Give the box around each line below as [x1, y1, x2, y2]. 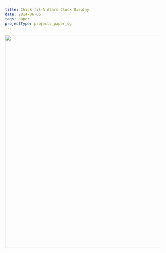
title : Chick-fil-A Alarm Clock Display [5, 7, 90, 12]
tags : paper [5, 16, 30, 21]
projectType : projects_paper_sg [5, 21, 72, 26]
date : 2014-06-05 [5, 12, 41, 17]
